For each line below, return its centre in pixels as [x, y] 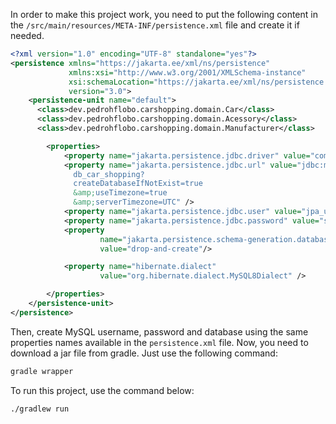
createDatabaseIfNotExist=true [138, 184]
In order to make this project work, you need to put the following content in [164, 14]
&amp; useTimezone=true [120, 193]
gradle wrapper [42, 371]
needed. [27, 35]
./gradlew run [40, 409]
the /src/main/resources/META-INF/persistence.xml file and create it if [155, 25]
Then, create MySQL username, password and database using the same [159, 331]
